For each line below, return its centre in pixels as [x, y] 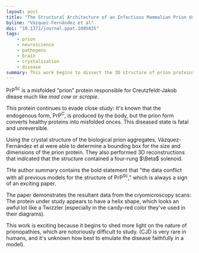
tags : [13, 34]
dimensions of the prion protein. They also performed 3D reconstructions [96, 152]
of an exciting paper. [31, 184]
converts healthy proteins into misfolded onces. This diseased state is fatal [97, 122]
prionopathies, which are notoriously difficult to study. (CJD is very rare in [96, 232]
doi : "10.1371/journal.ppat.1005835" [53, 28]
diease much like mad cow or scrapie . [53, 96]
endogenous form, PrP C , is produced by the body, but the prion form [90, 115]
